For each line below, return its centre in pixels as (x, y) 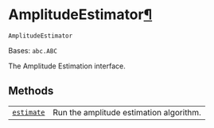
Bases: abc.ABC (33, 50)
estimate (29, 112)
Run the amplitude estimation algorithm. (127, 112)
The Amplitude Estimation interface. (67, 66)
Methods (31, 91)
